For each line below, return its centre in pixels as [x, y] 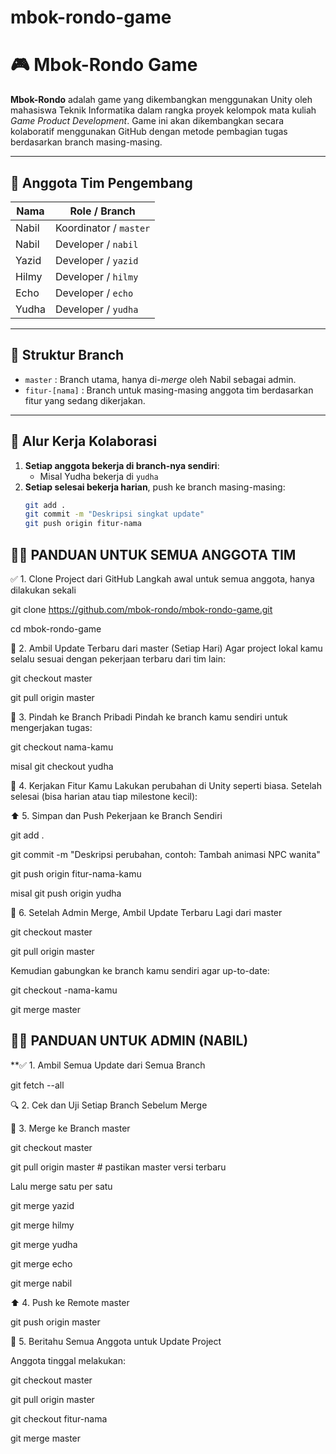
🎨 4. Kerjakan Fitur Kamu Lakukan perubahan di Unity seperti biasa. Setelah [166, 785]
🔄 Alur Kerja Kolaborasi [84, 441]
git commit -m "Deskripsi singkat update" [114, 514]
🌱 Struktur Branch [67, 355]
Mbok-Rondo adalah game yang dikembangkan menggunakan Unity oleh [161, 100]
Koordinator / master [102, 228]
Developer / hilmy [96, 276]
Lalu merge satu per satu [61, 1186]
